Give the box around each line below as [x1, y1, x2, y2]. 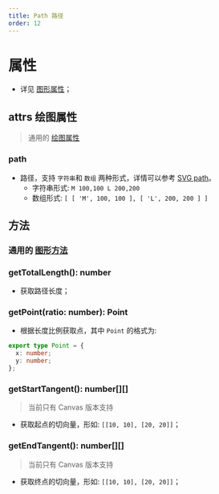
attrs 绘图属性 [8, 110, 78, 124]
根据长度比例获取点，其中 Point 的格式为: [19, 326, 157, 336]
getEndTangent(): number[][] [8, 440, 124, 451]
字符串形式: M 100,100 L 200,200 [31, 182, 140, 193]
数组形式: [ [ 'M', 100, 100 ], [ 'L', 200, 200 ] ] [31, 193, 209, 202]
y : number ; [15, 357, 52, 365]
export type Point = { [8, 342, 84, 350]
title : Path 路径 [8, 11, 64, 20]
